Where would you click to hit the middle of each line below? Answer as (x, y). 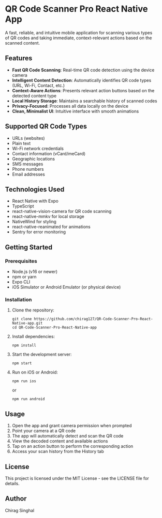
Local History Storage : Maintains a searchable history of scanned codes (84, 101)
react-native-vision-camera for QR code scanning (62, 211)
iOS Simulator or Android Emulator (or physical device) (66, 287)
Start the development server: (42, 355)
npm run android (28, 399)
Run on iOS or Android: (35, 372)
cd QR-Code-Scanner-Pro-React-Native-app (54, 328)
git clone (22, 319)
